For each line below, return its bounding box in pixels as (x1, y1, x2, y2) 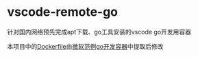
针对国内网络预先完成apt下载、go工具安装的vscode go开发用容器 (7, 27, 192, 36)
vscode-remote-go (7, 4, 119, 20)
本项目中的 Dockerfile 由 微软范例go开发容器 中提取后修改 (7, 42, 164, 50)
